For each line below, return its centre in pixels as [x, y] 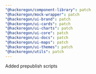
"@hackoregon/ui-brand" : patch [38, 19]
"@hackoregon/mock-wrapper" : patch [42, 14]
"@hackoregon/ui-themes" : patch [39, 47]
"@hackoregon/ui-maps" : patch [37, 42]
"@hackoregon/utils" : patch [35, 51]
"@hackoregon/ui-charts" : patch [39, 28]
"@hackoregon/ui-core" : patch [37, 33]
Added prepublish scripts [31, 66]
